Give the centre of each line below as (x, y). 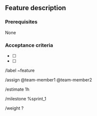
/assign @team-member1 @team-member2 (49, 79)
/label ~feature (20, 70)
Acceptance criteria (29, 45)
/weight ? (14, 108)
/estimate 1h (17, 89)
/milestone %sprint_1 (26, 98)
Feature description (36, 8)
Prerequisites (21, 22)
